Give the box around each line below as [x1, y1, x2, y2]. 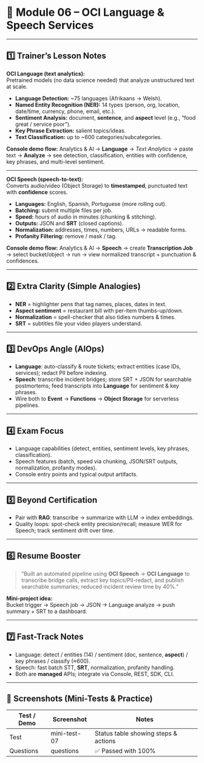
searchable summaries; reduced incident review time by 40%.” [21, 583, 179, 590]
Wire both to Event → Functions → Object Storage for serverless [15, 395, 179, 403]
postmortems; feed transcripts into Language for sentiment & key [15, 382, 179, 389]
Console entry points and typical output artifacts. [15, 471, 138, 478]
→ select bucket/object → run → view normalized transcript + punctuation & [6, 250, 197, 258]
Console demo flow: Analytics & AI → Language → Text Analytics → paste [6, 145, 194, 152]
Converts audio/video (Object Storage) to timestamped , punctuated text [6, 182, 188, 189]
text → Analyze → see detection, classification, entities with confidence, [6, 151, 188, 159]
